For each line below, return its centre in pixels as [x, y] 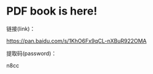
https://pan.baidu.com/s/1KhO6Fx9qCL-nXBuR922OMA [76, 41]
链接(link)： [21, 29]
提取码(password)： [32, 53]
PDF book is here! [52, 11]
